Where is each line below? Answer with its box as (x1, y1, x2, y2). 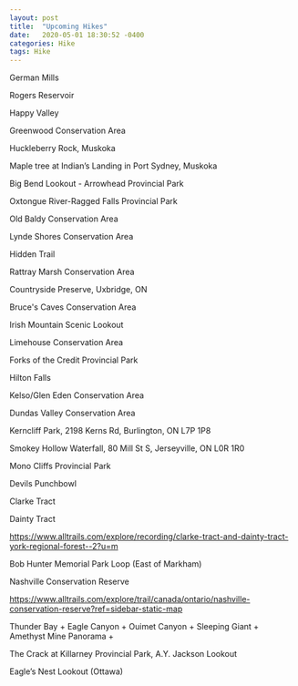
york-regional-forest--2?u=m (9, 541, 118, 552)
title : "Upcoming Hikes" (9, 22, 108, 31)
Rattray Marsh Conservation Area (9, 266, 135, 278)
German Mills (9, 72, 59, 83)
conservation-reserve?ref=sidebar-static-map (9, 603, 183, 615)
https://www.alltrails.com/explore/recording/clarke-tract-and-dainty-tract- (9, 531, 289, 542)
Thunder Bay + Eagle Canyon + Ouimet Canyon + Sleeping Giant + (9, 621, 260, 632)
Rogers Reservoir (9, 90, 75, 101)
